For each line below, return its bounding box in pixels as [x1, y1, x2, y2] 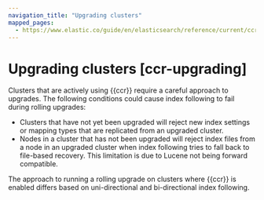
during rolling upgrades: [8, 103, 86, 112]
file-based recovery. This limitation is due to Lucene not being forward [19, 151, 248, 161]
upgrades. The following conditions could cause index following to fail [8, 94, 235, 104]
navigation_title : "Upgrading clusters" [8, 11, 143, 20]
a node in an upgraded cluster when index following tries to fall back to [19, 143, 250, 152]
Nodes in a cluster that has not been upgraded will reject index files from [19, 134, 255, 144]
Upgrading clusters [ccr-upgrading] [8, 60, 247, 78]
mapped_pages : [8, 19, 55, 27]
